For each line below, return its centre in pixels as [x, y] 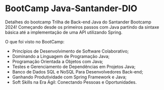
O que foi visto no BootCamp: [35, 41]
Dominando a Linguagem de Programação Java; [61, 56]
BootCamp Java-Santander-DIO [71, 9]
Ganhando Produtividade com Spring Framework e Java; [69, 77]
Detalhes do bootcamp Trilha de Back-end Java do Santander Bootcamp [78, 22]
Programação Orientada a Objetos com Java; [58, 61]
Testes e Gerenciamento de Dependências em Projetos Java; [74, 67]
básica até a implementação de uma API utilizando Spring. [64, 32]
